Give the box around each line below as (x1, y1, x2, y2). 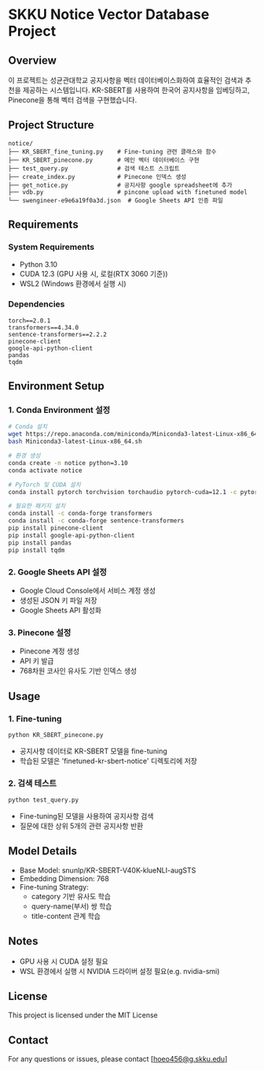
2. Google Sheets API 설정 (8, 566, 108, 577)
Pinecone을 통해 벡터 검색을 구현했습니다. (8, 95, 137, 104)
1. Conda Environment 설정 (8, 404, 111, 415)
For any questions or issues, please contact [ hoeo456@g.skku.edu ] (8, 1054, 228, 1064)
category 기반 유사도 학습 (31, 891, 112, 901)
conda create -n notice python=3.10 (8, 459, 128, 467)
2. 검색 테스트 (8, 778, 57, 789)
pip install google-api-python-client (8, 531, 135, 539)
